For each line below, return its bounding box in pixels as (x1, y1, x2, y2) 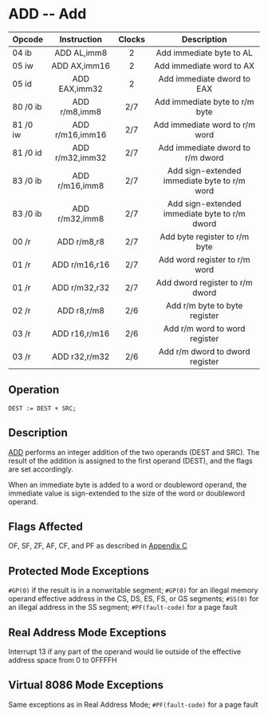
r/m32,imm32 (54, 152, 107, 163)
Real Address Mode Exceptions (8, 625, 167, 639)
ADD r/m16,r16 (51, 259, 110, 270)
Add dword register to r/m (156, 277, 253, 288)
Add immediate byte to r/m (154, 96, 254, 107)
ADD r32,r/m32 (51, 351, 110, 362)
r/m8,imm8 (60, 106, 102, 117)
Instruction (59, 34, 102, 45)
